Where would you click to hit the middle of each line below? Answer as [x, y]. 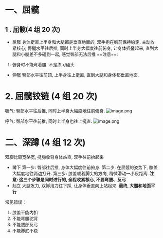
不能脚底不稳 [25, 230]
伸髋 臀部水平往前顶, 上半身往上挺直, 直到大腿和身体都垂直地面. [75, 75]
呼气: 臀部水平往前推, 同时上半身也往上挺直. [49, 121]
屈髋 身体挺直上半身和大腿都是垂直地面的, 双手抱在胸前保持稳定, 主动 [81, 42]
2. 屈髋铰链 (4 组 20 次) [51, 97]
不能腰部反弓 [25, 224]
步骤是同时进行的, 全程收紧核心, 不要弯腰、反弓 [79, 179]
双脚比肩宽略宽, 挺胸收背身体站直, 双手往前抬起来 [54, 157]
